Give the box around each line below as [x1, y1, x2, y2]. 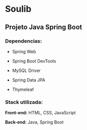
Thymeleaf [12, 87, 34, 92]
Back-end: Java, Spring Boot [5, 119, 64, 125]
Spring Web [12, 48, 36, 54]
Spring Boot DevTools [12, 58, 56, 64]
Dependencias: [5, 38, 43, 44]
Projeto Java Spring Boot [5, 23, 82, 31]
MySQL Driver [12, 67, 41, 73]
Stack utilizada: [5, 99, 43, 106]
